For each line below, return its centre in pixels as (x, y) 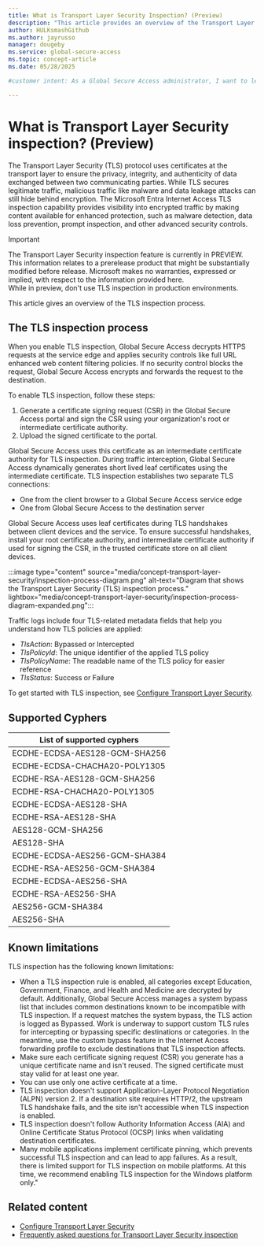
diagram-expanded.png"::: (51, 605)
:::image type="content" (47, 572)
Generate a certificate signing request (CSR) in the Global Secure (125, 411)
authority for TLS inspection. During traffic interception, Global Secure (122, 459)
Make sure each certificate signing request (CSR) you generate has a (131, 1057)
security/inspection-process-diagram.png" (77, 580)
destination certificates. (58, 1141)
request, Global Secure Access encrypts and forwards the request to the (126, 372)
